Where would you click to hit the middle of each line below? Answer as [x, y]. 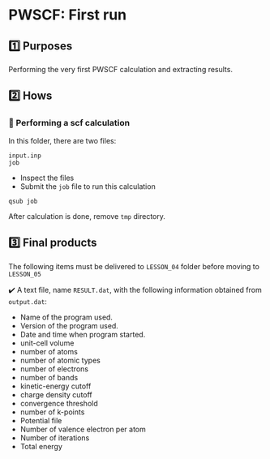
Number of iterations [55, 438]
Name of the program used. [66, 317]
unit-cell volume [47, 343]
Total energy [41, 446]
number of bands [49, 377]
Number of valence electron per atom [83, 429]
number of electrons [54, 369]
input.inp [25, 156]
